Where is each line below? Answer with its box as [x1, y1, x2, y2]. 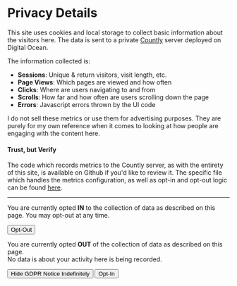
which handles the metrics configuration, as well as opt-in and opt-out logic [7, 176, 228, 185]
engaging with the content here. [7, 129, 100, 137]
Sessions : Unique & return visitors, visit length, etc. [17, 70, 167, 79]
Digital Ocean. [7, 43, 49, 51]
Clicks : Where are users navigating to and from [17, 85, 156, 94]
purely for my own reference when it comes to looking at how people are [7, 121, 219, 130]
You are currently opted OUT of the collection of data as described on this [7, 240, 223, 249]
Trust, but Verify [7, 145, 56, 154]
